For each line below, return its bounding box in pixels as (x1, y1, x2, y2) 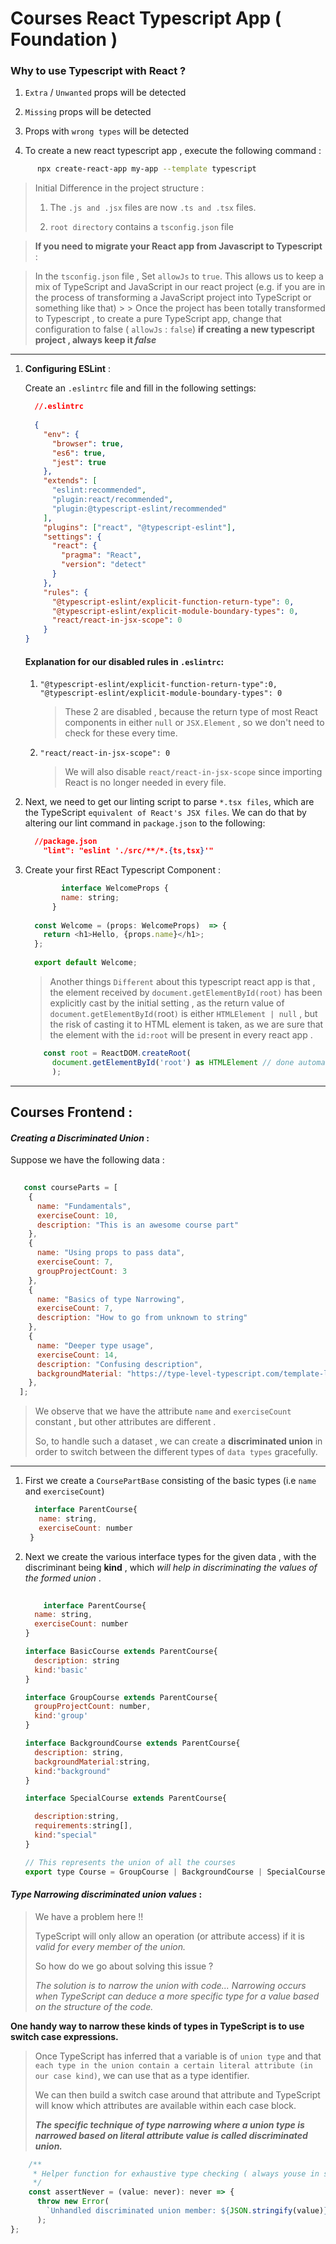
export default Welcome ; (34, 958, 138, 968)
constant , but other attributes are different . (34, 1416, 217, 1428)
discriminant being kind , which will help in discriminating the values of (24, 1561, 318, 1573)
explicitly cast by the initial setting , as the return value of (49, 997, 285, 1009)
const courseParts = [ (23, 1183, 118, 1193)
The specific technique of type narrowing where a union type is (34, 2118, 305, 2131)
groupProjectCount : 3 (36, 1266, 128, 1276)
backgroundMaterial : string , (34, 1757, 152, 1767)
